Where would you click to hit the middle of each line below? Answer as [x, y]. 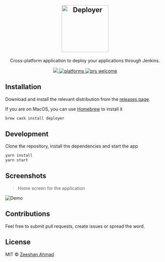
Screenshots [26, 176]
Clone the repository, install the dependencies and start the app [72, 146]
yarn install [19, 156]
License [18, 242]
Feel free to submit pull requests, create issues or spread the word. [75, 226]
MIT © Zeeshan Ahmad [30, 254]
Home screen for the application [51, 188]
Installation [23, 87]
